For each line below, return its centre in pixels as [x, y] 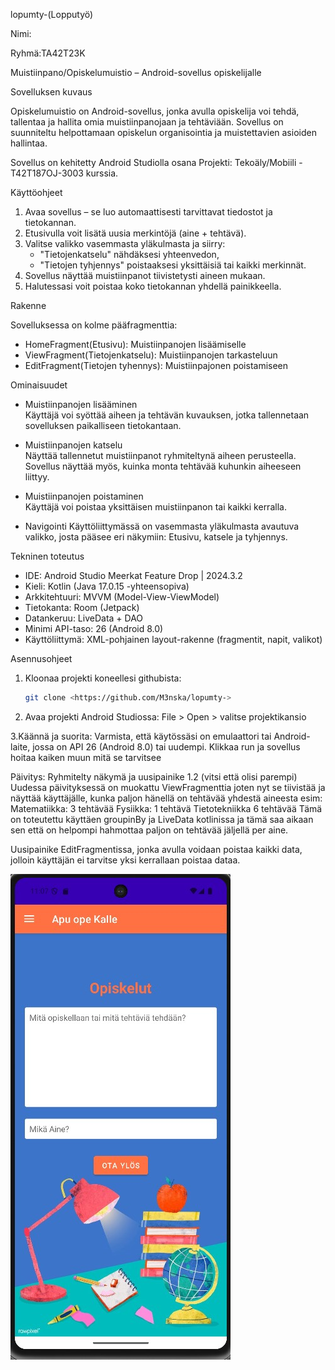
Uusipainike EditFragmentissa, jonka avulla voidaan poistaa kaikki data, [156, 849]
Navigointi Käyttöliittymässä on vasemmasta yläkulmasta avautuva [162, 526]
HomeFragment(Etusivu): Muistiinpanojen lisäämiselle [135, 344]
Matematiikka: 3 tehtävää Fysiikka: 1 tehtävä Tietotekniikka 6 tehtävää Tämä [166, 808]
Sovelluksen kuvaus [51, 92]
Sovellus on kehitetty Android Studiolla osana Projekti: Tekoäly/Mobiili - [156, 162]
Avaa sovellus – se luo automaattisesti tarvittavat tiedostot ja [148, 212]
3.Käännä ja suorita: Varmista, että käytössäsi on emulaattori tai [141, 736]
